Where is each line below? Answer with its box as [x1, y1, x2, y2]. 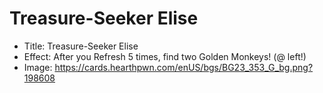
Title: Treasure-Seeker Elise [23, 40, 139, 52]
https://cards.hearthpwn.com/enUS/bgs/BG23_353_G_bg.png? [54, 61, 314, 73]
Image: [23, 61, 53, 73]
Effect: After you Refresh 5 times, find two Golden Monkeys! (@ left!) [23, 50, 307, 62]
